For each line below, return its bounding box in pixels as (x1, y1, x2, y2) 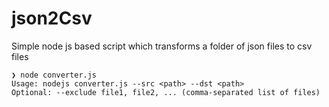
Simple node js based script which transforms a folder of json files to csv (11, 40, 313, 52)
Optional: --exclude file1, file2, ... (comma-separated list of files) (11, 87, 321, 97)
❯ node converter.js (11, 70, 98, 80)
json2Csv (11, 7, 93, 30)
